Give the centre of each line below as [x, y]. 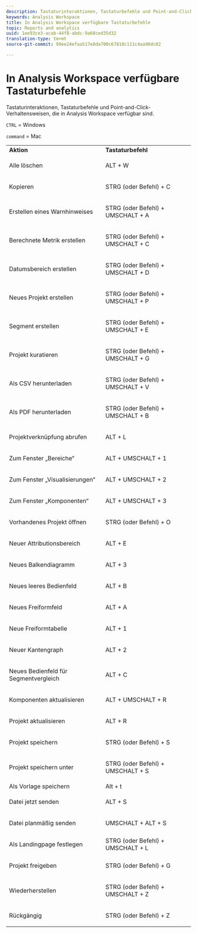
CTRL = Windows [26, 124]
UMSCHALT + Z [127, 894]
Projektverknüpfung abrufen [48, 437]
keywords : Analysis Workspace [43, 17]
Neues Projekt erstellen [41, 297]
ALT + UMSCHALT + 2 [136, 479]
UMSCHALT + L [127, 848]
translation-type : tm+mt [36, 39]
